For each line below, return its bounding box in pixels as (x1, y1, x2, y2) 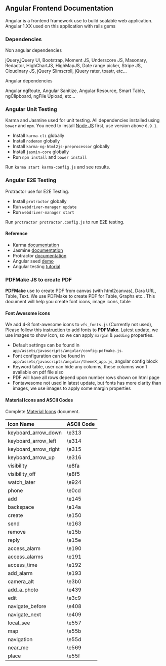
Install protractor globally (12, 198, 67, 204)
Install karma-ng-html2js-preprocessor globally (12, 143, 110, 150)
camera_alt (8, 577, 34, 585)
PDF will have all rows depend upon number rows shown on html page (12, 374, 160, 381)
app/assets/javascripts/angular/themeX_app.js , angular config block (12, 358, 158, 364)
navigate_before (8, 602, 47, 610)
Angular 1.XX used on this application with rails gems (5, 23, 116, 29)
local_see (8, 619, 30, 626)
